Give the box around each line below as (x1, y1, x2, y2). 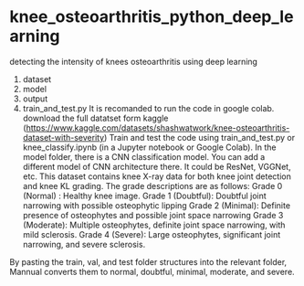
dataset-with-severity (22, 132, 105, 143)
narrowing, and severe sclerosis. (22, 238, 146, 249)
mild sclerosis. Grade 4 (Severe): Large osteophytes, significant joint (22, 228, 281, 239)
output (22, 93, 48, 104)
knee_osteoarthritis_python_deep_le (9, 6, 294, 27)
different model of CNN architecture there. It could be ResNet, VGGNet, (22, 161, 291, 172)
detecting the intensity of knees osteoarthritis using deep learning (9, 56, 258, 67)
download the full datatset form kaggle (22, 112, 169, 123)
